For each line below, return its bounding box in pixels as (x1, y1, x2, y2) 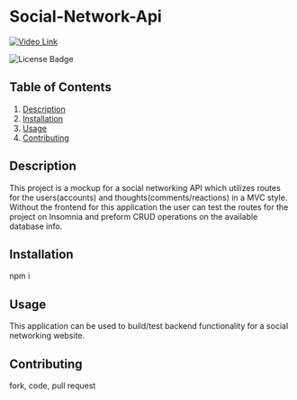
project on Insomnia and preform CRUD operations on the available (9, 211, 258, 222)
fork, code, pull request (9, 380, 96, 391)
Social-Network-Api (9, 6, 162, 27)
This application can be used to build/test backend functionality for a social (9, 321, 289, 332)
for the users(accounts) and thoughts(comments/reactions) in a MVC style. (9, 192, 288, 203)
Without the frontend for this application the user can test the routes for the (9, 201, 289, 213)
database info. (9, 221, 63, 232)
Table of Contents (9, 79, 112, 95)
